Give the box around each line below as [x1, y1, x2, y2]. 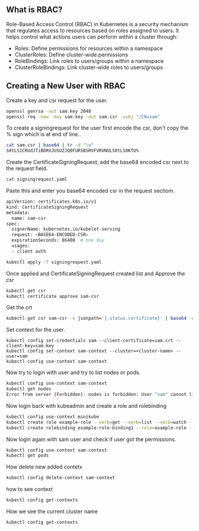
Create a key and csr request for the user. [6, 96, 108, 103]
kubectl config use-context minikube [6, 413, 99, 420]
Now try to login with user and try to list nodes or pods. [6, 369, 141, 376]
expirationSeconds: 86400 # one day [11, 237, 105, 243]
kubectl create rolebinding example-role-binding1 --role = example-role [6, 425, 187, 431]
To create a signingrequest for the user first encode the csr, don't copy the [6, 124, 188, 131]
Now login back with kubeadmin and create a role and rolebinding [6, 402, 167, 409]
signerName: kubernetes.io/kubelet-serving [11, 226, 120, 232]
